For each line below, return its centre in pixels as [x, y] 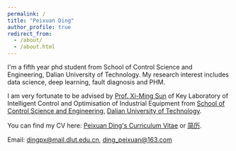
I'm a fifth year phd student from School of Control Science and [100, 67]
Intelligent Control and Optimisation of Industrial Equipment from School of [116, 103]
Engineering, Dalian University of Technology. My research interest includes [118, 74]
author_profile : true [39, 27]
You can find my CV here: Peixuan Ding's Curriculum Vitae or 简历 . [105, 125]
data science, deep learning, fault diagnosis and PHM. [86, 82]
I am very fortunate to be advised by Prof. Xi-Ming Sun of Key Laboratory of [118, 96]
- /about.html [34, 47]
